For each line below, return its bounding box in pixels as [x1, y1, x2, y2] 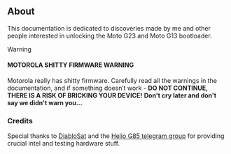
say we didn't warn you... [7, 99, 83, 107]
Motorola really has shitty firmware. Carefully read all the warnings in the [7, 77, 217, 85]
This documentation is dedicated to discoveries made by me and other [7, 24, 211, 32]
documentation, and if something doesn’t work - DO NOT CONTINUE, [7, 84, 209, 93]
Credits [7, 116, 33, 125]
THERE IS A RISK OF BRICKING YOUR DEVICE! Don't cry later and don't [7, 91, 217, 100]
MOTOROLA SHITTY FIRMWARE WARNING [7, 61, 134, 69]
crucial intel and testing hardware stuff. [7, 139, 120, 148]
